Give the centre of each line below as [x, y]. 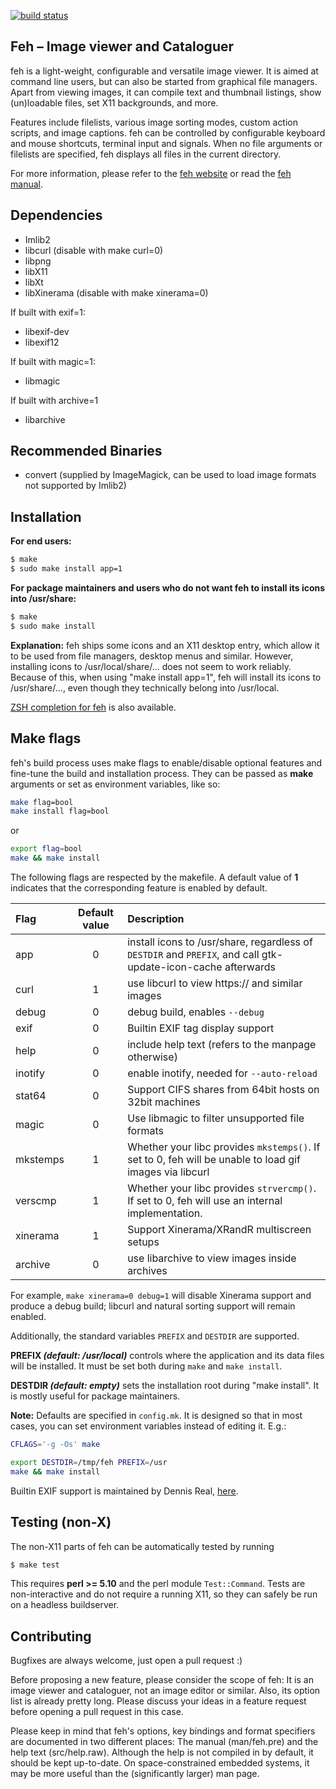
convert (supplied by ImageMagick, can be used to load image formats [170, 475]
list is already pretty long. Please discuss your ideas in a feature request [158, 1701]
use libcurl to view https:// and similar [215, 983]
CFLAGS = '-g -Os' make [55, 1445]
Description [156, 919]
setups [143, 1242]
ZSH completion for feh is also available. [93, 707]
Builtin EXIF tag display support [201, 1028]
